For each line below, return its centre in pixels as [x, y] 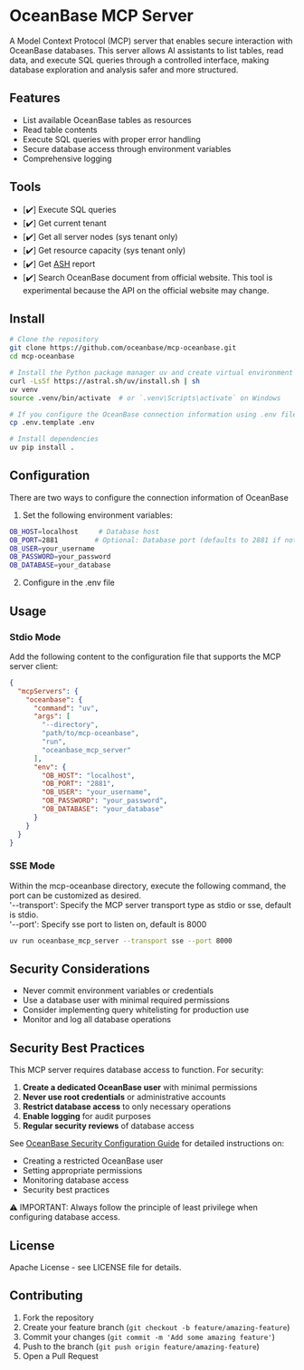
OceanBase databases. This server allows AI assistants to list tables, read [147, 50]
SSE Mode [33, 866]
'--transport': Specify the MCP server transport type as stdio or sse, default [151, 905]
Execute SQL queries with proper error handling [111, 139]
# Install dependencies [54, 439]
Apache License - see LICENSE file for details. [95, 1267]
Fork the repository [58, 1317]
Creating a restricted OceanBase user [93, 1161]
